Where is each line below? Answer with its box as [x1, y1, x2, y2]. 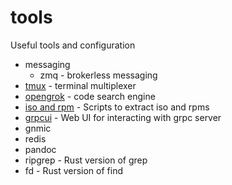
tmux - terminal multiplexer [24, 79, 137, 91]
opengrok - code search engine [24, 90, 156, 102]
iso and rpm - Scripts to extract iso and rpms [24, 101, 210, 113]
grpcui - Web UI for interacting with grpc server [24, 111, 222, 123]
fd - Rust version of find [24, 164, 123, 176]
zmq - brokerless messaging [39, 69, 158, 81]
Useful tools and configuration [10, 39, 136, 51]
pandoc [24, 143, 57, 155]
